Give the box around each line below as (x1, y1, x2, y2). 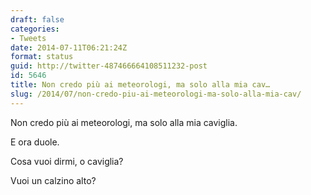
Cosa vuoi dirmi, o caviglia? (10, 155, 124, 167)
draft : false (10, 14, 65, 25)
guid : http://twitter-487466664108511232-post (10, 61, 208, 71)
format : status (10, 52, 74, 62)
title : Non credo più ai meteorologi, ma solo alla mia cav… (10, 80, 271, 90)
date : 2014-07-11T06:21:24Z (10, 42, 128, 53)
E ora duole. (10, 136, 60, 148)
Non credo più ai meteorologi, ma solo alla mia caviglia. (10, 116, 238, 128)
